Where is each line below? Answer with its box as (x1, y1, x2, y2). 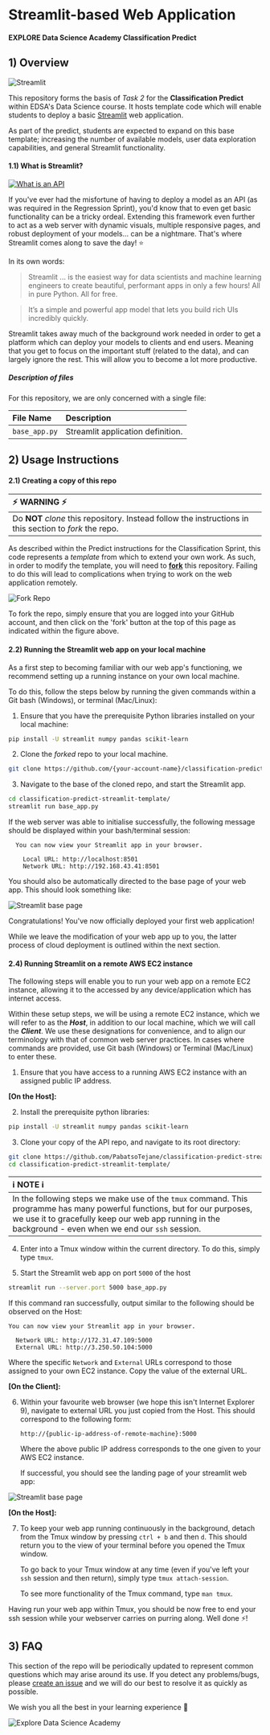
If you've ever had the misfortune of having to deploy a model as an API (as (8, 195, 258, 204)
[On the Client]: (8, 1381, 61, 1391)
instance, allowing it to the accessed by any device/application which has (8, 985, 252, 995)
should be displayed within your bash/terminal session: (8, 826, 190, 836)
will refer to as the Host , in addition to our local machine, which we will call (8, 1018, 256, 1027)
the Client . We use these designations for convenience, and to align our (8, 1026, 247, 1036)
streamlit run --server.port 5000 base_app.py (8, 1283, 167, 1292)
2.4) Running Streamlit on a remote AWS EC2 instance (8, 959, 193, 968)
